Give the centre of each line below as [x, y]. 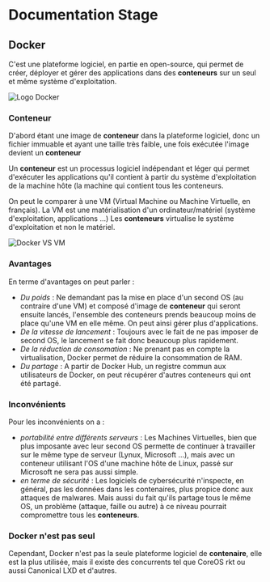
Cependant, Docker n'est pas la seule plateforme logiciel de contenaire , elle [135, 554]
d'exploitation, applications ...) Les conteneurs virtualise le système [121, 219]
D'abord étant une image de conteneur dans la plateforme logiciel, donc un [134, 136]
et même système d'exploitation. [63, 81]
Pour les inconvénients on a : [57, 422]
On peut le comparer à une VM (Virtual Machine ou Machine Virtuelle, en [129, 202]
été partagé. [40, 383]
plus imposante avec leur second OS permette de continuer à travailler [138, 446]
